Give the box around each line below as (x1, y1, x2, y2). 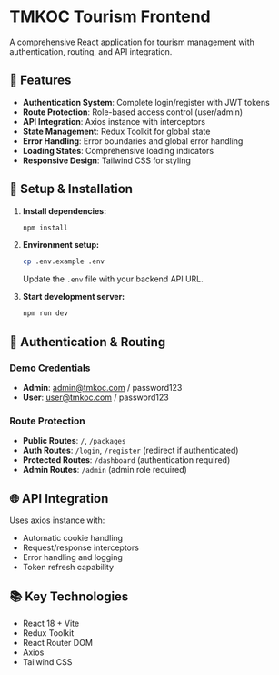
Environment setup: (22, 240, 100, 251)
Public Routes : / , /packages (22, 435, 126, 446)
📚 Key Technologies (9, 589, 129, 605)
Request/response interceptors (22, 542, 139, 553)
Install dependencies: (22, 205, 107, 216)
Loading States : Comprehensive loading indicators (22, 145, 214, 156)
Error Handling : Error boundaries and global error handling (22, 135, 244, 147)
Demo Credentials (9, 362, 91, 374)
